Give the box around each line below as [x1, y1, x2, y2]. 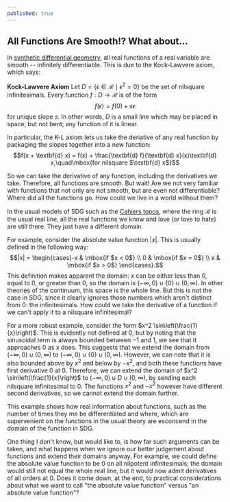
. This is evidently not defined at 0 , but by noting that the [36, 328, 196, 337]
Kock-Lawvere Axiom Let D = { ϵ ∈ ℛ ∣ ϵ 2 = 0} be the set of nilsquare [7, 82, 205, 91]
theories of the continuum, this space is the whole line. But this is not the [7, 286, 212, 295]
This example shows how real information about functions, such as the [7, 403, 207, 411]
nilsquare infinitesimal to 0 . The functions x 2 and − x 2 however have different [7, 381, 222, 390]
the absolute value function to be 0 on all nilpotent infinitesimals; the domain [7, 459, 222, 468]
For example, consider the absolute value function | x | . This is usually [7, 236, 201, 244]
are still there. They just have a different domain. [7, 222, 144, 230]
